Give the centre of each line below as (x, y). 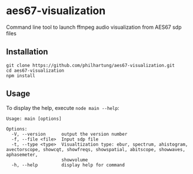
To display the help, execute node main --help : (63, 108)
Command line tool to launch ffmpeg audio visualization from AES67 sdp (94, 27)
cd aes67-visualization (35, 71)
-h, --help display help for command (68, 165)
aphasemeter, (22, 155)
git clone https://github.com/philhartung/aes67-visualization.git (91, 65)
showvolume (75, 160)
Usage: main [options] (34, 119)
